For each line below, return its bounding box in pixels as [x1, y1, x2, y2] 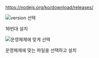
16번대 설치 [5, 25, 28, 32]
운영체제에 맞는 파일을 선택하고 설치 [5, 47, 77, 53]
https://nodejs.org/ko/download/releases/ [5, 5, 94, 10]
